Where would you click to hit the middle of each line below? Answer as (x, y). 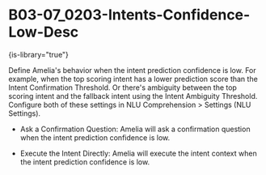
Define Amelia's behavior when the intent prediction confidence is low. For (132, 70)
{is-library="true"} (38, 54)
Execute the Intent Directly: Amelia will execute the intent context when (138, 153)
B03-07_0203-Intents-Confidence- (129, 15)
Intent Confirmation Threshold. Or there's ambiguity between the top (122, 87)
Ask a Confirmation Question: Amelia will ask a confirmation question (135, 129)
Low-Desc (44, 32)
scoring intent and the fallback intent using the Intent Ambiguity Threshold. (133, 96)
